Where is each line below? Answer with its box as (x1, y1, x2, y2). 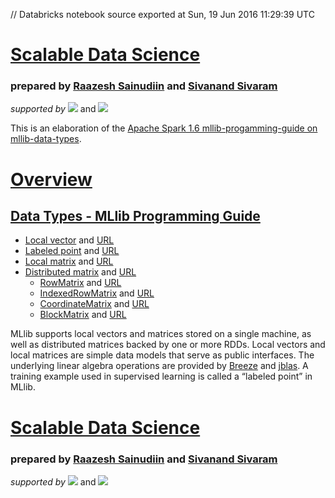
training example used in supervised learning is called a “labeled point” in (10, 370, 313, 383)
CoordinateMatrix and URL (39, 298, 150, 310)
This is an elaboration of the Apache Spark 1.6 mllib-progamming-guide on (10, 122, 318, 134)
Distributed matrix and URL (24, 266, 137, 278)
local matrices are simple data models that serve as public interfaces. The (10, 349, 315, 361)
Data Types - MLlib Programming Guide (10, 208, 261, 225)
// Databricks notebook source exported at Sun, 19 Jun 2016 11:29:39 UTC (10, 9, 315, 20)
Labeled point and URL (24, 245, 120, 257)
